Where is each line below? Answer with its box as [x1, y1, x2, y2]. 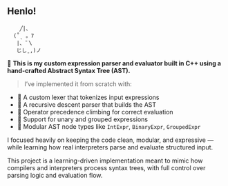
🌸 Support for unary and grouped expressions [17, 115, 149, 123]
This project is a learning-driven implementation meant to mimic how [7, 156, 203, 165]
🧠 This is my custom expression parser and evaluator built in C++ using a [7, 59, 221, 68]
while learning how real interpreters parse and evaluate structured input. [7, 143, 213, 151]
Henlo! [7, 6, 37, 17]
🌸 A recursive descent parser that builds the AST [17, 100, 157, 109]
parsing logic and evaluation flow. [7, 171, 103, 179]
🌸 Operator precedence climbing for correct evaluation [17, 107, 174, 116]
